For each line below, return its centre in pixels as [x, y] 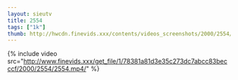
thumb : [17, 34]
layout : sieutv [30, 14]
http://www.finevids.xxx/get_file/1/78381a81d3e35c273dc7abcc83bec [126, 62]
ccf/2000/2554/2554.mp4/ [47, 69]
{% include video [33, 54]
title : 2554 [25, 21]
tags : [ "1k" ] [27, 27]
